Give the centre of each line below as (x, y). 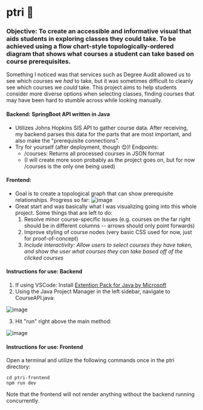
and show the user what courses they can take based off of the (103, 251)
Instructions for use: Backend (44, 272)
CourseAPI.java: (35, 298)
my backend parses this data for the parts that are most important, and (103, 134)
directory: (18, 367)
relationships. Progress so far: (52, 200)
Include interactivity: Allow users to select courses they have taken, (108, 245)
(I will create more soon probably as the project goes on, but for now (109, 160)
